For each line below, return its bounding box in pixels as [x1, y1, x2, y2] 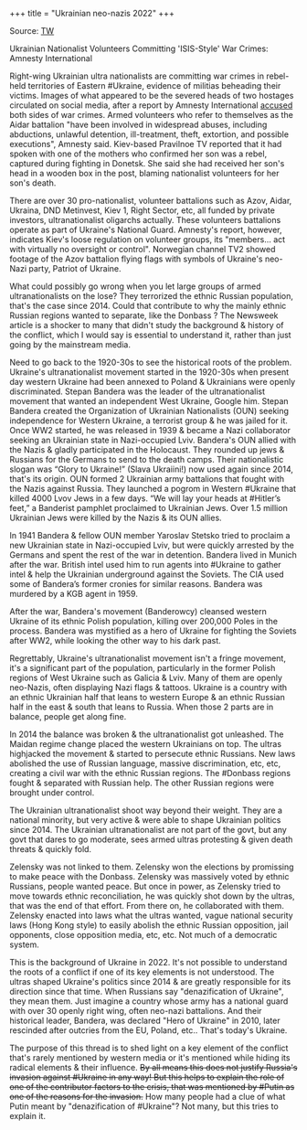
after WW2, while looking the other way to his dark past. [9, 635, 221, 645]
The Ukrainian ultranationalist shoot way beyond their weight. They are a [9, 805, 283, 816]
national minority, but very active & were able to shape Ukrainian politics [9, 815, 281, 826]
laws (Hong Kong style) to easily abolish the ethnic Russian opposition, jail [9, 920, 290, 931]
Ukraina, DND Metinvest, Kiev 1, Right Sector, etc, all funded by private [9, 205, 276, 216]
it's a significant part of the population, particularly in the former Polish [9, 663, 276, 673]
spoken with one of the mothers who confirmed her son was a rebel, [9, 148, 268, 159]
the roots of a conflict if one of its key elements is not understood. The [9, 966, 275, 977]
